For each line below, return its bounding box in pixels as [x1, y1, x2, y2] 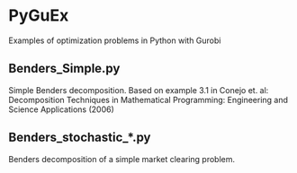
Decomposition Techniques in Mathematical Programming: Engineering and [8, 94, 289, 105]
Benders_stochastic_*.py [8, 130, 151, 145]
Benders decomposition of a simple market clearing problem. [8, 153, 236, 164]
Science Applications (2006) [8, 104, 114, 115]
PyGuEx [8, 5, 69, 26]
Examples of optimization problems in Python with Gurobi [8, 35, 221, 46]
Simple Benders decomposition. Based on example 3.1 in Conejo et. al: [8, 84, 269, 95]
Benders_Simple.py [8, 61, 121, 76]
